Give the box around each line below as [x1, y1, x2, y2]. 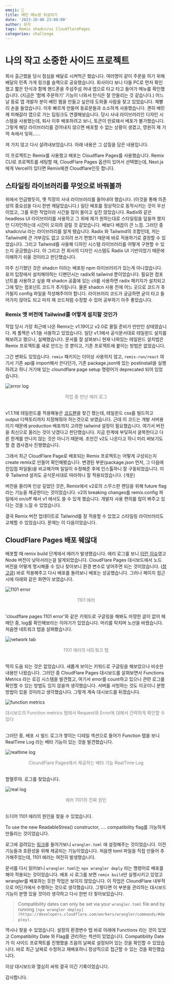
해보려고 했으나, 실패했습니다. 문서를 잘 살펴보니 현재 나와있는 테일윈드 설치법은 [5, 336, 164, 342]
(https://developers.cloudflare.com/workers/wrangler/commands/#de [17, 912, 165, 917]
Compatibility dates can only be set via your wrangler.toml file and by [17, 900, 165, 907]
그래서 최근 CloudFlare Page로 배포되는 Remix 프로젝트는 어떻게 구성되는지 [5, 453, 157, 459]
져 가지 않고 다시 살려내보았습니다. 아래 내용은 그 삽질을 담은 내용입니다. [5, 141, 148, 148]
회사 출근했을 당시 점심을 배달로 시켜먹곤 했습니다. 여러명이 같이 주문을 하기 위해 [5, 73, 165, 79]
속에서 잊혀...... [10, 130, 41, 136]
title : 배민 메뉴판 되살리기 [5, 12, 58, 17]
